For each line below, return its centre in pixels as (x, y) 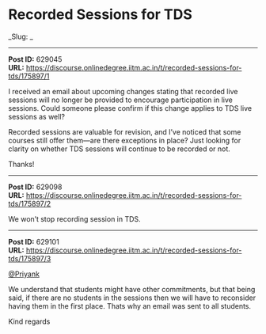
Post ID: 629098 (35, 187)
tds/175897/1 (29, 76)
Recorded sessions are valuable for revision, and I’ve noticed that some (125, 131)
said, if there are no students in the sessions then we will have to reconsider (132, 298)
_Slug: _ (21, 36)
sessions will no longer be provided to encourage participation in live (121, 100)
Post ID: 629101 (34, 241)
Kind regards (29, 321)
